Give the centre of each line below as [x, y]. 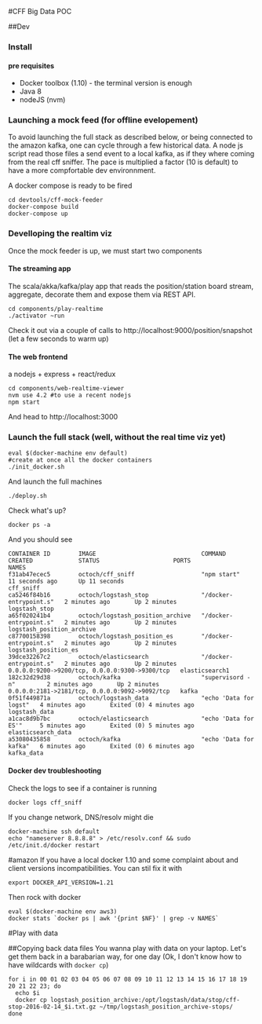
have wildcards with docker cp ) [58, 964]
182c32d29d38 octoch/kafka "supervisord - [129, 678]
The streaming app [40, 269]
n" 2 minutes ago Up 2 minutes [84, 685]
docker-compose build [44, 207]
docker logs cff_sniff [45, 803]
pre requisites [31, 65]
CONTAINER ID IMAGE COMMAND [117, 554]
